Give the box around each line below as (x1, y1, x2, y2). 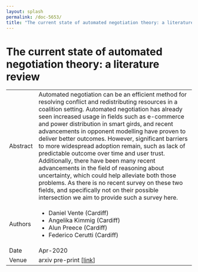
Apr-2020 (38, 247, 68, 255)
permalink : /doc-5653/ (6, 14, 62, 20)
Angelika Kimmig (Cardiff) (48, 216, 121, 224)
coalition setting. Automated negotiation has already (38, 105, 183, 114)
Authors (9, 220, 31, 228)
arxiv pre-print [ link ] (38, 256, 95, 264)
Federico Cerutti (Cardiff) (48, 231, 119, 239)
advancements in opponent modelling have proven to (38, 127, 186, 135)
